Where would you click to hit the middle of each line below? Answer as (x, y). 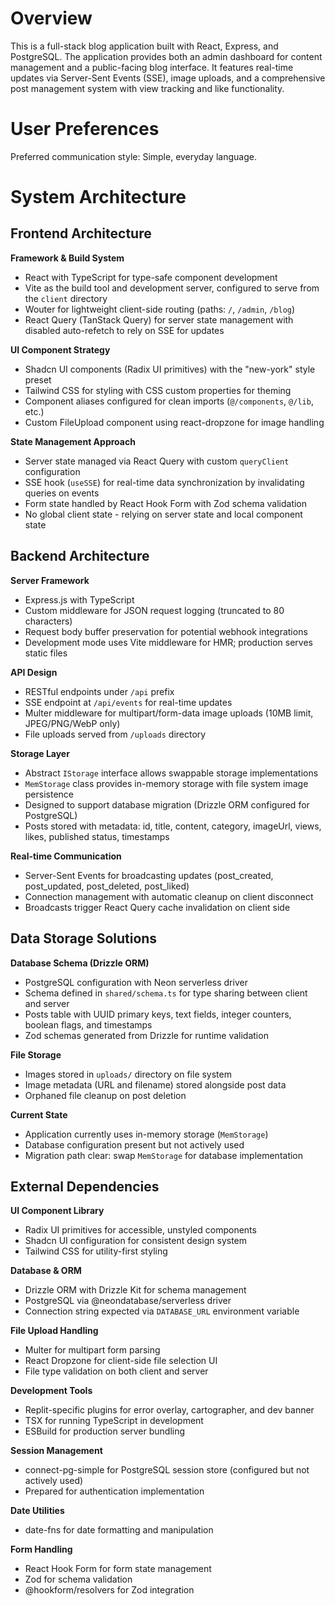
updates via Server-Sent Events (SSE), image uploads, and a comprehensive (168, 78)
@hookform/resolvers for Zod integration (109, 1590)
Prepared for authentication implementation (114, 1491)
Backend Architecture (80, 556)
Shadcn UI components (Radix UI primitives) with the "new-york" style (170, 369)
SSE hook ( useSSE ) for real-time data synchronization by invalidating (164, 482)
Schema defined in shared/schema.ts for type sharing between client (166, 993)
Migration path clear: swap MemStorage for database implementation (164, 1155)
